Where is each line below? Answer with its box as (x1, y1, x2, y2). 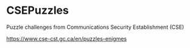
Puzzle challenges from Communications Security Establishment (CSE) (6, 23, 185, 31)
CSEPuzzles (6, 4, 69, 17)
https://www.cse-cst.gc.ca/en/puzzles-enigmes (6, 35, 127, 42)
